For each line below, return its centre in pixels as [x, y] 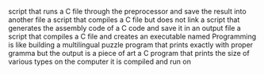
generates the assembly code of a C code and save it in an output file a [125, 28]
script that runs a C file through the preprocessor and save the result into [128, 11]
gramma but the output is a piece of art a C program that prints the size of [129, 53]
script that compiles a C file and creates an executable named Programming [132, 36]
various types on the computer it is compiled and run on [100, 61]
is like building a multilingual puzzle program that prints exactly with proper [131, 45]
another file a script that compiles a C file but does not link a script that [124, 20]
